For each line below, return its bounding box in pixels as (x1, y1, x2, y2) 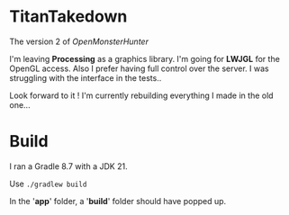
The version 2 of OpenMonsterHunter (9, 36, 149, 47)
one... (9, 99, 31, 110)
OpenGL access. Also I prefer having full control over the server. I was (9, 63, 269, 74)
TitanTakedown (9, 6, 128, 27)
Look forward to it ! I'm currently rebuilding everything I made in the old (9, 90, 274, 101)
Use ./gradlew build (9, 178, 87, 189)
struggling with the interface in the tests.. (9, 72, 162, 83)
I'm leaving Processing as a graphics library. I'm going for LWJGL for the (9, 53, 281, 64)
